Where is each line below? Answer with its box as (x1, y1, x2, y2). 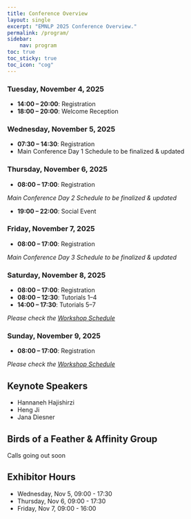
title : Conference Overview (7, 10, 88, 17)
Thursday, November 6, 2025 (7, 165, 108, 174)
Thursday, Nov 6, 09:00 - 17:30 (17, 497, 106, 505)
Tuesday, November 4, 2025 (7, 84, 105, 94)
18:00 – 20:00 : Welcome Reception (17, 107, 119, 115)
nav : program (19, 42, 57, 49)
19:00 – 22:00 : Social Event (17, 207, 97, 215)
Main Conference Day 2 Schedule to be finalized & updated (7, 194, 177, 202)
